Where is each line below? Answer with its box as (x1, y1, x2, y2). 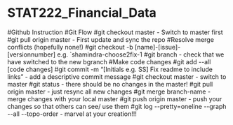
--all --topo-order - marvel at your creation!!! (7, 110, 137, 118)
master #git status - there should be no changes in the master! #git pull (7, 80, 213, 88)
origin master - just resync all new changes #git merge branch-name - (7, 87, 211, 96)
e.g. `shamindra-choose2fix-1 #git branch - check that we (57, 50, 225, 59)
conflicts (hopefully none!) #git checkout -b (7, 43, 133, 51)
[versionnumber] (7, 50, 56, 59)
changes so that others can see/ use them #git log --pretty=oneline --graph (7, 102, 227, 110)
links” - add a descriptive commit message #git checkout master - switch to (7, 72, 227, 81)
